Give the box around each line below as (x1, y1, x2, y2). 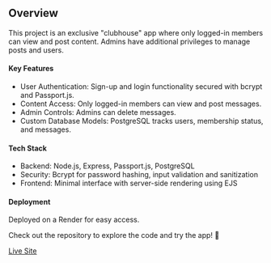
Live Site (8, 246, 37, 256)
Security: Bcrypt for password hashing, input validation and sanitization (19, 170, 259, 180)
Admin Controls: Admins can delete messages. (19, 108, 176, 117)
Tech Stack (8, 143, 47, 153)
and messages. (19, 125, 71, 134)
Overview (8, 6, 59, 20)
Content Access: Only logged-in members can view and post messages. (19, 99, 262, 108)
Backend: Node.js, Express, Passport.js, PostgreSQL (19, 161, 196, 171)
